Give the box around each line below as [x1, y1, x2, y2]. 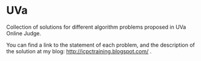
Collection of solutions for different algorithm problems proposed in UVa [6, 23, 186, 30]
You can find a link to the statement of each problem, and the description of [6, 41, 196, 48]
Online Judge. [6, 29, 41, 36]
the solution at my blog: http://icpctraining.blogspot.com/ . [6, 47, 152, 54]
